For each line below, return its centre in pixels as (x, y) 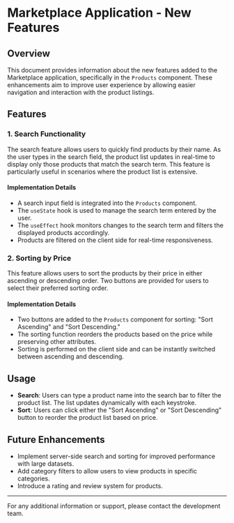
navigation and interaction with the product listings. (81, 92)
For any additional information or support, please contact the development (114, 506)
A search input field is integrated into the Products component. (107, 203)
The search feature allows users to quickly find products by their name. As (114, 149)
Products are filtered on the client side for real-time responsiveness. (115, 240)
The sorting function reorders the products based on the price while (115, 334)
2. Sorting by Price (39, 258)
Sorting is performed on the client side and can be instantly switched (116, 349)
